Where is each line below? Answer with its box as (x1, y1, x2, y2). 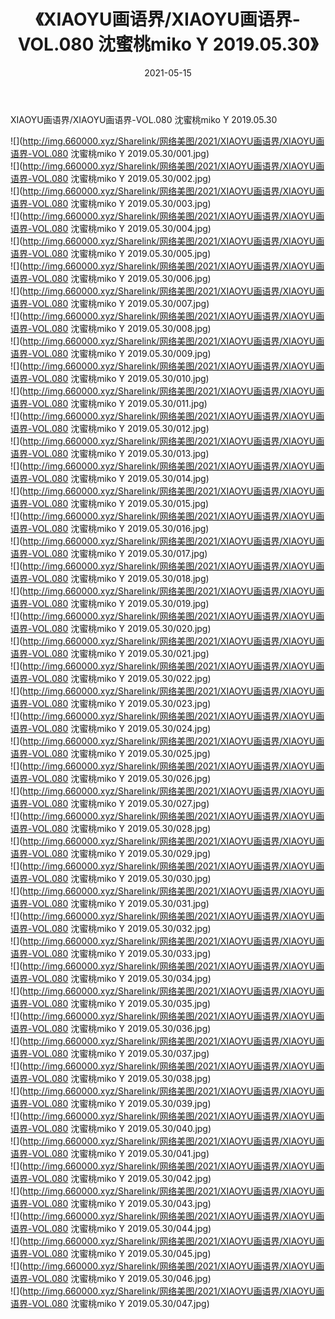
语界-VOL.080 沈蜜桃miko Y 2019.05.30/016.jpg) (10, 522, 210, 534)
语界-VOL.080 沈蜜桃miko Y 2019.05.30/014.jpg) (10, 472, 210, 484)
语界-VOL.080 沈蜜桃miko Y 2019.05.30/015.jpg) (10, 497, 210, 509)
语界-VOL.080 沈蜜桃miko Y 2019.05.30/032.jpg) (10, 922, 212, 934)
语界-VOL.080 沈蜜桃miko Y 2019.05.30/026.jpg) (10, 772, 212, 784)
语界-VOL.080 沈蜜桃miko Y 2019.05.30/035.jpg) (10, 997, 212, 1009)
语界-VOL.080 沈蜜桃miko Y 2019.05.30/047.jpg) (10, 1297, 210, 1309)
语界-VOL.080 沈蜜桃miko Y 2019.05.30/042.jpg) (10, 1172, 212, 1184)
